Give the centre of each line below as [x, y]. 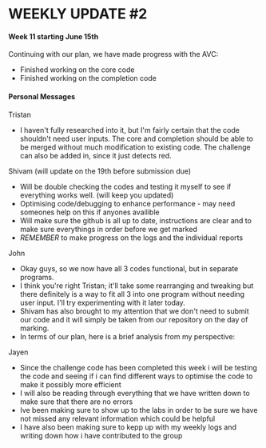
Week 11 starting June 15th [54, 36]
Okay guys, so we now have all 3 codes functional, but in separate [129, 268]
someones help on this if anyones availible [89, 212]
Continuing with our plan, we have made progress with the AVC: [113, 54]
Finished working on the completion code [88, 78]
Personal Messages [42, 96]
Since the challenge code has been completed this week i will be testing [139, 367]
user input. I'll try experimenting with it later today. [102, 302]
